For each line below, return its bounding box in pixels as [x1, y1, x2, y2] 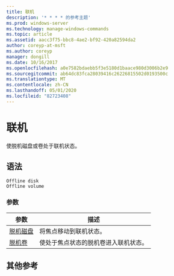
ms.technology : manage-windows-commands [6, 25, 110, 32]
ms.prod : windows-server [6, 20, 69, 26]
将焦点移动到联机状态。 [39, 227, 107, 236]
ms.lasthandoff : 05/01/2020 [6, 88, 77, 94]
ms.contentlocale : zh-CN [6, 82, 69, 88]
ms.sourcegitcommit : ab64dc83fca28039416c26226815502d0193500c [6, 71, 169, 77]
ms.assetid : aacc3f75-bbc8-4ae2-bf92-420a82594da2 [6, 37, 136, 43]
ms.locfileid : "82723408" [6, 93, 71, 99]
